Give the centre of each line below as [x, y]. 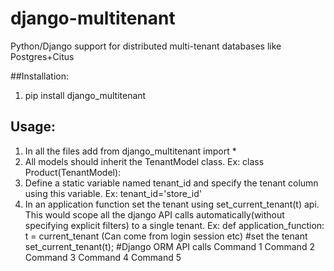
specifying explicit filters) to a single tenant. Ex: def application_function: [174, 225]
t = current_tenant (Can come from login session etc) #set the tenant [166, 236]
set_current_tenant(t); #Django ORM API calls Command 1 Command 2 [169, 246]
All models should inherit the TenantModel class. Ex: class [144, 161]
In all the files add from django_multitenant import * [130, 151]
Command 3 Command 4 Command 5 [103, 257]
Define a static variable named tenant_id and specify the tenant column [171, 183]
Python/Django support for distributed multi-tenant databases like [146, 46]
